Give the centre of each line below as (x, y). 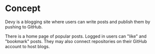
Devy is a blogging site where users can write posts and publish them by (78, 22)
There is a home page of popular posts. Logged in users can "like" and (76, 36)
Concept (23, 8)
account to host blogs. (27, 46)
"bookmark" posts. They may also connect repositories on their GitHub (76, 41)
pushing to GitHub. (24, 27)
